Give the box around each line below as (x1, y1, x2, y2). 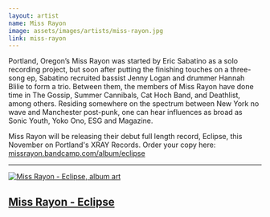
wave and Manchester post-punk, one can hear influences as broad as (8, 108, 243, 117)
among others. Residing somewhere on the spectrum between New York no (8, 99, 260, 108)
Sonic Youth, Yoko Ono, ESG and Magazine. (8, 116, 153, 125)
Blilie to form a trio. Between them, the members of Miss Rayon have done (8, 82, 255, 92)
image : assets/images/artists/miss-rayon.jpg (8, 27, 163, 35)
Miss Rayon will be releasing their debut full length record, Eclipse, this (8, 132, 243, 141)
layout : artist (8, 11, 59, 20)
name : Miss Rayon (8, 19, 67, 27)
